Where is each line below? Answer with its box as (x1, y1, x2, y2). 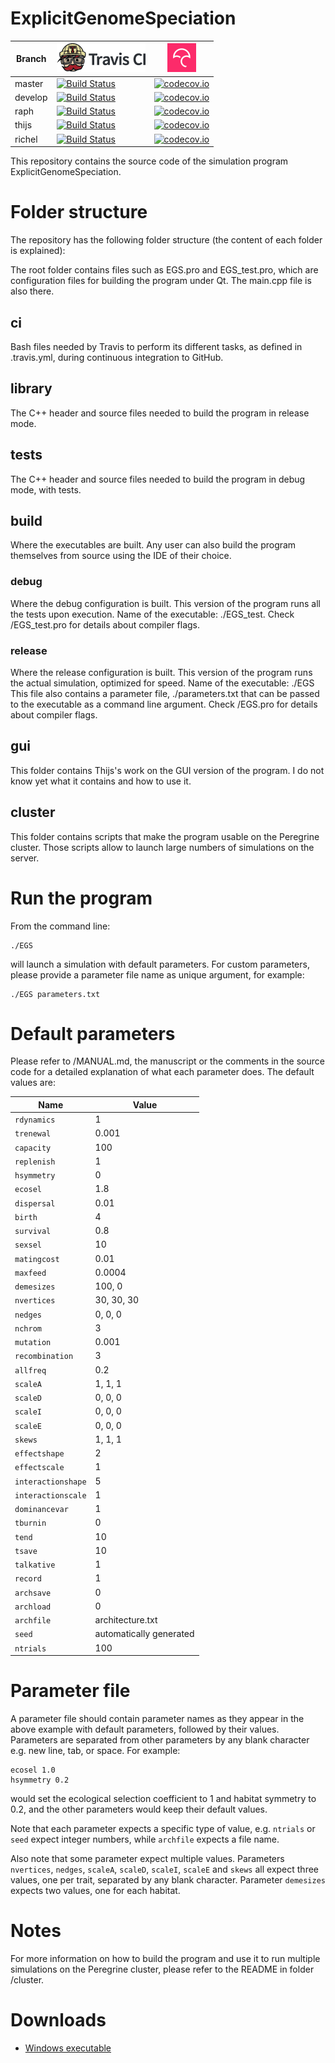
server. (10, 852, 40, 864)
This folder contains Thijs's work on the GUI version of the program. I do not (10, 764, 325, 776)
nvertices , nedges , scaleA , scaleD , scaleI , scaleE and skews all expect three (10, 1863, 319, 1876)
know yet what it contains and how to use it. (10, 775, 192, 787)
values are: (10, 1077, 56, 1089)
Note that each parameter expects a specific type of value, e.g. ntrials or (10, 1823, 316, 1835)
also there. (10, 285, 55, 297)
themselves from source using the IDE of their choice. (10, 550, 232, 562)
